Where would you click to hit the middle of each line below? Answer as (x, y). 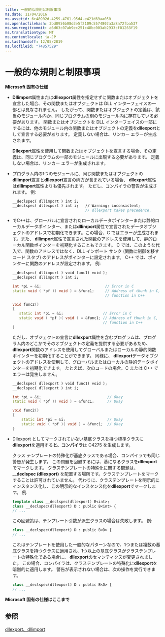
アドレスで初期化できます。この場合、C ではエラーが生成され (92, 233)
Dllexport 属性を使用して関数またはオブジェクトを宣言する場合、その (82, 151)
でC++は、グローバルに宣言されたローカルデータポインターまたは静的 (83, 221)
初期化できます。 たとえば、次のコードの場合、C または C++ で (94, 368)
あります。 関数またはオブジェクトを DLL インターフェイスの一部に (89, 122)
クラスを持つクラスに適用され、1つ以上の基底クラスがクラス (78, 551)
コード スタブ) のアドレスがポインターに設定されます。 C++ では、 (80, 257)
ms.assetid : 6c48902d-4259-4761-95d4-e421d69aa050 (58, 19)
